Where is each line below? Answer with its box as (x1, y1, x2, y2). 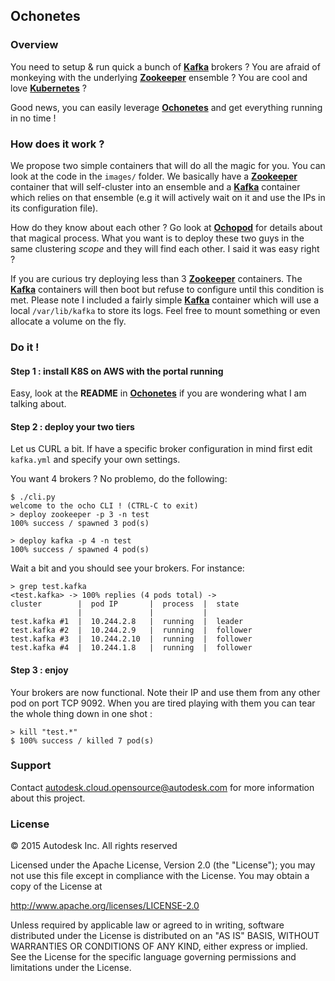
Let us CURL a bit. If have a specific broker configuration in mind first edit (10, 443, 313, 455)
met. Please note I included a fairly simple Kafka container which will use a (10, 294, 320, 306)
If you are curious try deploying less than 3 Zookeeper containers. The (10, 272, 303, 284)
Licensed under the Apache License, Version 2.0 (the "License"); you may (10, 859, 316, 871)
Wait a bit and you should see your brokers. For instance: (10, 562, 245, 574)
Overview (10, 38, 59, 52)
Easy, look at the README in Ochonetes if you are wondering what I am (10, 387, 307, 399)
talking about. (10, 398, 67, 410)
